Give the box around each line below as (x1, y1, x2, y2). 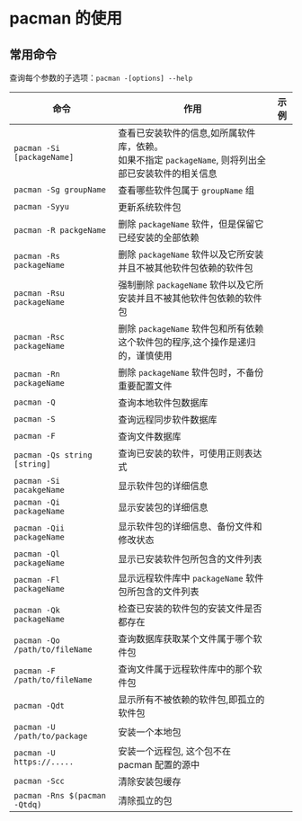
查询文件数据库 (118, 431, 182, 442)
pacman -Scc (13, 776, 66, 786)
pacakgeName (13, 485, 66, 495)
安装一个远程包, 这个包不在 (118, 745, 232, 757)
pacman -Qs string (13, 451, 93, 460)
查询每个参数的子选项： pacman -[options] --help (9, 73, 193, 83)
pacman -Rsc (13, 332, 66, 342)
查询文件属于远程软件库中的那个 (118, 663, 253, 675)
